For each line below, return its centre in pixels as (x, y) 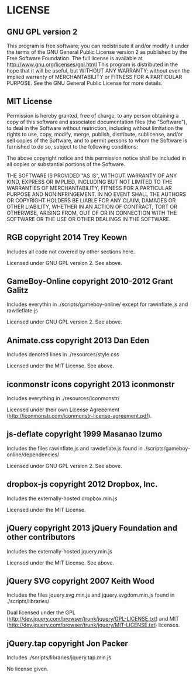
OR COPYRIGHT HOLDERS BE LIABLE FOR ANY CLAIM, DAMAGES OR (91, 200)
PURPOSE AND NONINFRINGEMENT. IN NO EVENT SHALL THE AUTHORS (97, 194)
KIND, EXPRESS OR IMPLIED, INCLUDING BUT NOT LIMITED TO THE (90, 181)
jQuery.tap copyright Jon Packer (67, 643)
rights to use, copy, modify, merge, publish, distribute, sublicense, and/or (95, 134)
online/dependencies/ (33, 455)
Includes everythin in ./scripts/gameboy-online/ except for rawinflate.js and (97, 304)
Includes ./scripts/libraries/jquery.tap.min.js (59, 658)
